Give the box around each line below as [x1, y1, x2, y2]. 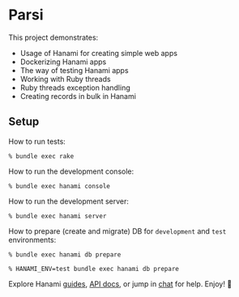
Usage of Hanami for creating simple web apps [19, 48, 178, 58]
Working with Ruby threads [19, 74, 111, 84]
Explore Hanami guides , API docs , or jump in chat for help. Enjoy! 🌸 [8, 278, 233, 289]
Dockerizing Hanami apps [19, 57, 107, 67]
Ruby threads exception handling [19, 83, 131, 93]
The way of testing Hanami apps [19, 65, 129, 75]
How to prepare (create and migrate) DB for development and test [8, 226, 227, 236]
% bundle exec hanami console [8, 182, 111, 190]
